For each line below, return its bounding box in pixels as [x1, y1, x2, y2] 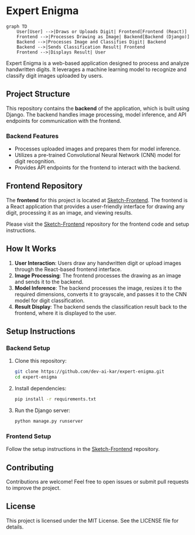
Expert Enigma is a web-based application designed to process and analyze [6, 59, 189, 66]
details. [6, 523, 24, 530]
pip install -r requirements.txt [14, 396, 97, 402]
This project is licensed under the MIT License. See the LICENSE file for [6, 517, 179, 524]
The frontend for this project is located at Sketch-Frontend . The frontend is [6, 196, 188, 203]
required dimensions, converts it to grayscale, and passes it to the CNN [14, 290, 187, 297]
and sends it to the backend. [14, 278, 84, 285]
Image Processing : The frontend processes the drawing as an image [14, 272, 182, 279]
